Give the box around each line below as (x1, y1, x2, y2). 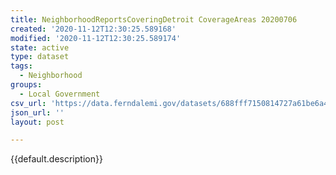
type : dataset (10, 52, 70, 62)
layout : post (10, 117, 65, 127)
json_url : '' (10, 107, 65, 118)
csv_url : (10, 98, 47, 108)
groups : (10, 80, 43, 90)
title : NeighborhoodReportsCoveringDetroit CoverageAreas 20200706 (10, 14, 298, 25)
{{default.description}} (10, 153, 103, 165)
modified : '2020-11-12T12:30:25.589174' (10, 33, 182, 43)
